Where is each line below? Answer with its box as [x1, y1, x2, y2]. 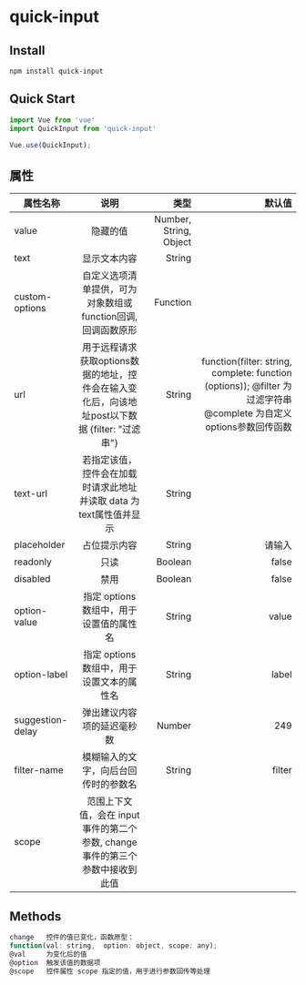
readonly [14, 555, 53, 568]
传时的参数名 [81, 778, 138, 791]
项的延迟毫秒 [81, 720, 138, 733]
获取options [79, 355, 130, 368]
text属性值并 [78, 508, 132, 521]
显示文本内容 [81, 252, 138, 265]
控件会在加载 [81, 467, 138, 480]
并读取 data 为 [78, 494, 140, 507]
